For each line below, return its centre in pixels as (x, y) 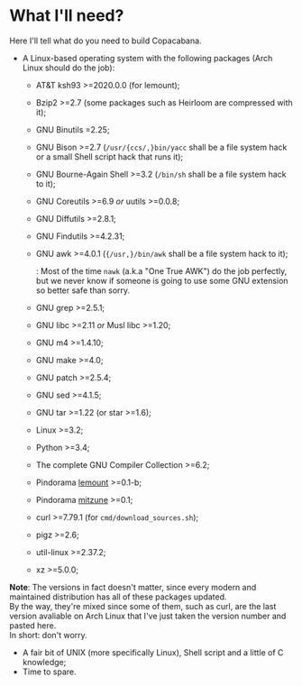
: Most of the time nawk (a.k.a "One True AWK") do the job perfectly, (161, 270)
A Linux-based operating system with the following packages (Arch (147, 58)
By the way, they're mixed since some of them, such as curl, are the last (143, 606)
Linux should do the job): (69, 68)
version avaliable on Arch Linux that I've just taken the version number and (148, 616)
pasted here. (33, 625)
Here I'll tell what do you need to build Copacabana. (105, 41)
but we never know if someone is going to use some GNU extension (162, 280)
